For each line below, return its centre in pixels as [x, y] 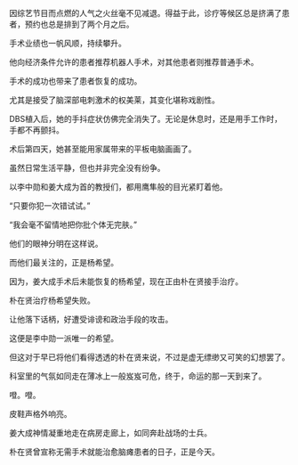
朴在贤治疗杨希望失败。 [52, 300]
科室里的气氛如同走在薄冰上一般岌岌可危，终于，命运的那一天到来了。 [138, 376]
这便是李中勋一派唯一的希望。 [64, 338]
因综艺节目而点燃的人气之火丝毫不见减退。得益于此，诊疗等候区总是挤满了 [145, 13]
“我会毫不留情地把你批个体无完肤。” [73, 224]
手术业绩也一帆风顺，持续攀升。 [68, 43]
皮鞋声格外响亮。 [40, 414]
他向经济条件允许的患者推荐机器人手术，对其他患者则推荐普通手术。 [134, 62]
